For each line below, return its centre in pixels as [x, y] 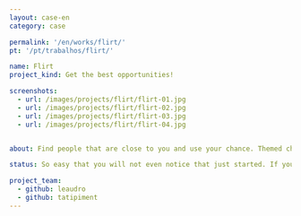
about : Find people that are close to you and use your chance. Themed [146, 149]
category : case [38, 26]
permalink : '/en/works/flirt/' [68, 42]
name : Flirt [31, 67]
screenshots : [34, 91]
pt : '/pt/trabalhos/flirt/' [62, 50]
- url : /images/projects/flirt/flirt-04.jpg [102, 125]
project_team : [36, 181]
